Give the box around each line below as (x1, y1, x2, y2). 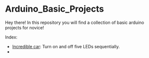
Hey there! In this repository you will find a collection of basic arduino (5, 19, 145, 25)
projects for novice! (5, 24, 44, 30)
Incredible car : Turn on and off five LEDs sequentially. (12, 43, 120, 49)
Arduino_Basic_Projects (5, 3, 104, 15)
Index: (5, 34, 18, 40)
